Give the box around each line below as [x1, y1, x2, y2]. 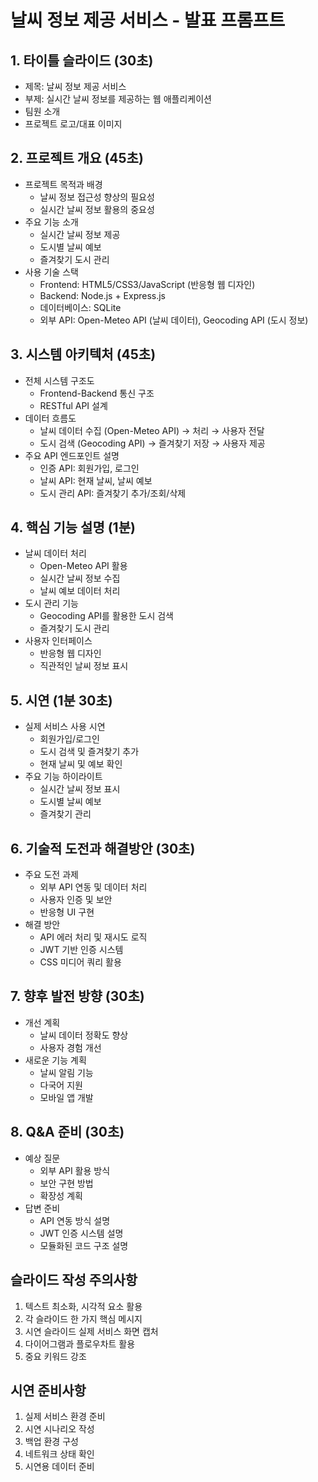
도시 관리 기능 [24, 597, 79, 610]
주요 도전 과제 [24, 869, 79, 881]
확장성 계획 [39, 1189, 83, 1201]
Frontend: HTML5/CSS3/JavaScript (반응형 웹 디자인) [39, 278, 256, 290]
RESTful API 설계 [39, 399, 108, 411]
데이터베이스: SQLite [39, 301, 122, 313]
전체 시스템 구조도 [24, 374, 95, 386]
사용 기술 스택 [24, 266, 79, 278]
